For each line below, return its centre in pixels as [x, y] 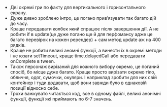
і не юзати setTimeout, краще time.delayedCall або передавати [78, 56]
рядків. [18, 45]
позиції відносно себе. [35, 88]
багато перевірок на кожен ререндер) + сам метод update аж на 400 [85, 40]
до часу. [19, 23]
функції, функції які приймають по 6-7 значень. [61, 99]
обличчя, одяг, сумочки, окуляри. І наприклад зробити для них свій [83, 77]
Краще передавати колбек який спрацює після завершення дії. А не [84, 29]
